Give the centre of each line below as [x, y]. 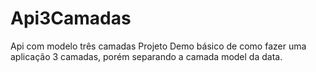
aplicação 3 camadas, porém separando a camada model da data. [146, 56]
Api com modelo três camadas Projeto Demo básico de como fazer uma [158, 46]
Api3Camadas [71, 18]
